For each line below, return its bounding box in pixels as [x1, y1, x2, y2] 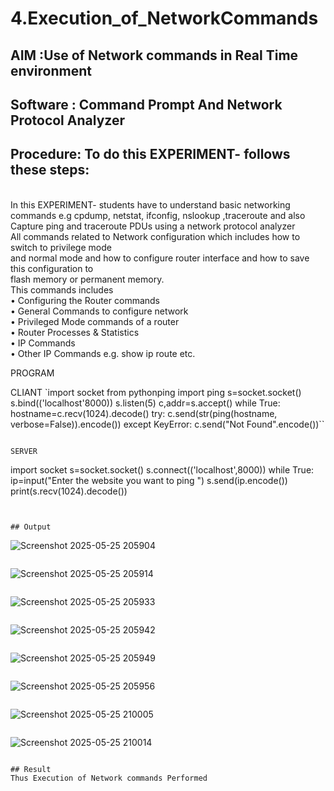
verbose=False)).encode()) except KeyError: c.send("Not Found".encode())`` [10, 418, 325, 430]
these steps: [10, 162, 90, 179]
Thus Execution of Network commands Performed [10, 773, 208, 783]
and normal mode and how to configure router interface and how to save [10, 252, 310, 264]
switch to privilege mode [10, 241, 112, 253]
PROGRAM [10, 367, 55, 379]
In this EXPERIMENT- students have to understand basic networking [10, 198, 291, 211]
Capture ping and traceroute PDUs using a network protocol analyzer [10, 220, 296, 232]
